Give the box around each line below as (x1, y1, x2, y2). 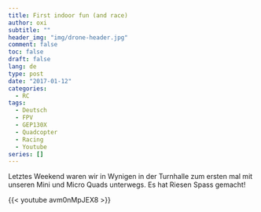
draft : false (8, 56, 51, 64)
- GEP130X (15, 121, 47, 129)
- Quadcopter (15, 128, 58, 136)
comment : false (8, 41, 58, 49)
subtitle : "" (8, 26, 51, 34)
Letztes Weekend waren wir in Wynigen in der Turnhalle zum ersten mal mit (8, 172, 253, 181)
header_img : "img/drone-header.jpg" (8, 33, 128, 42)
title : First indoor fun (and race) (8, 11, 128, 20)
